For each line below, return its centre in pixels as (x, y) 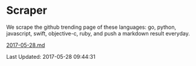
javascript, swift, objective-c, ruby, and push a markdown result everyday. (98, 33)
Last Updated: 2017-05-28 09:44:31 (51, 56)
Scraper (27, 10)
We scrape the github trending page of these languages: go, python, (91, 27)
